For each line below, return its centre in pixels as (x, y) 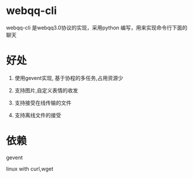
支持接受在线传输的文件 (43, 103)
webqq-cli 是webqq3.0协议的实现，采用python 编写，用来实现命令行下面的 (97, 27)
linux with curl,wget (30, 169)
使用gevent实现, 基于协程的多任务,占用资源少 (69, 78)
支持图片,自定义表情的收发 (46, 90)
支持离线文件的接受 (38, 115)
